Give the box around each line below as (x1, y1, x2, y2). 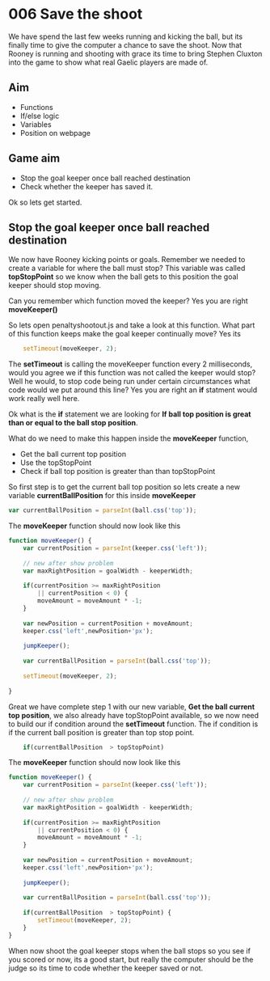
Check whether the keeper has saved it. (19, 181, 154, 191)
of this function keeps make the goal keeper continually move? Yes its (8, 329, 241, 339)
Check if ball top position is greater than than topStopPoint (19, 467, 216, 476)
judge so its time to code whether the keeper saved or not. (8, 963, 204, 973)
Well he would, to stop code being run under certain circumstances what (8, 377, 251, 387)
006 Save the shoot (8, 5, 143, 23)
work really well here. (8, 394, 80, 404)
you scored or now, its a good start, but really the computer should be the (8, 954, 254, 964)
